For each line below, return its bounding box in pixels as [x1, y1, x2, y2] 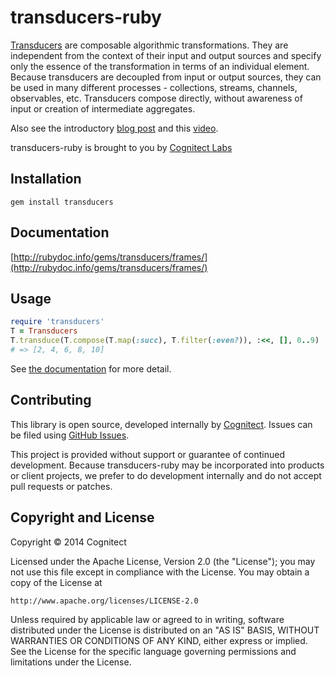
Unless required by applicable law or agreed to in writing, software [10, 613, 285, 625]
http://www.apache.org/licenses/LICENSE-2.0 [10, 596, 199, 606]
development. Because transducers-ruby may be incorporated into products [10, 459, 325, 471]
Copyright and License [10, 509, 155, 526]
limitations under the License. [10, 656, 132, 668]
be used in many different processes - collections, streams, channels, [10, 81, 298, 93]
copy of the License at [10, 576, 103, 588]
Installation [10, 171, 82, 188]
